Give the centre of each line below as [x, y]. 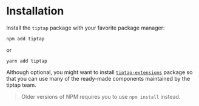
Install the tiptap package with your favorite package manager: [86, 28]
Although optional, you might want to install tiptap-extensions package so [99, 72]
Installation [35, 11]
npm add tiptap [25, 39]
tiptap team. [21, 85]
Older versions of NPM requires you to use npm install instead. [101, 96]
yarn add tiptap [27, 61]
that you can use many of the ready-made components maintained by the [98, 78]
